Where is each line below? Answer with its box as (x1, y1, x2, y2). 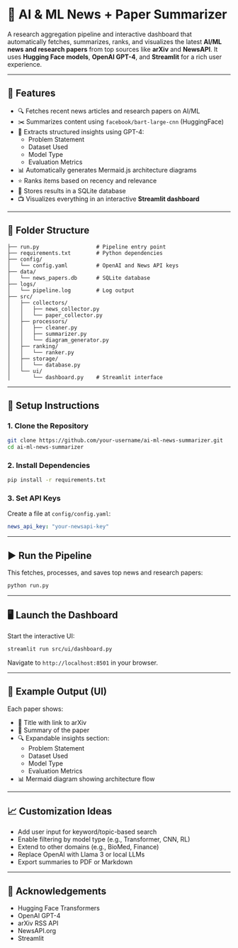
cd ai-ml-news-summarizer (7, 444, 84, 451)
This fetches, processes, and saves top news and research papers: (7, 568, 203, 577)
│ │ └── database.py (7, 361, 81, 369)
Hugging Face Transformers (17, 904, 101, 912)
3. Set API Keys (7, 494, 62, 503)
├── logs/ (7, 280, 37, 288)
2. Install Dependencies (7, 460, 91, 470)
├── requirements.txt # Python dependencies (7, 249, 163, 256)
